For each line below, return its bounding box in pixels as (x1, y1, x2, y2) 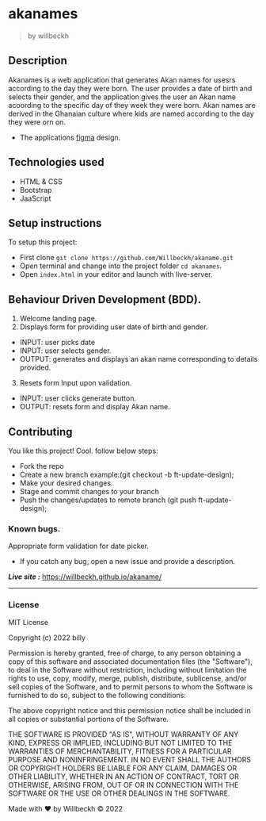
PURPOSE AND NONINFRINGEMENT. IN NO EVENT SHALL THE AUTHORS (8, 754, 252, 764)
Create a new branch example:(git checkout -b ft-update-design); (19, 470, 234, 479)
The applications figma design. (19, 132, 121, 142)
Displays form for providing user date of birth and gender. (19, 322, 208, 332)
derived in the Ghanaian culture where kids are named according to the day (8, 109, 255, 118)
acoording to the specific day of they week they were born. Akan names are (8, 100, 256, 109)
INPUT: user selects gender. (19, 346, 112, 355)
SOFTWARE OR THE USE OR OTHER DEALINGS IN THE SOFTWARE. (8, 788, 230, 798)
